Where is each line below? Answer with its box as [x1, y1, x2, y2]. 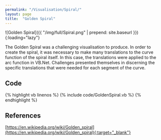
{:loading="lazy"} [5, 35, 40, 40]
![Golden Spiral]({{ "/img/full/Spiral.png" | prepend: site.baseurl [5, 30, 133, 36]
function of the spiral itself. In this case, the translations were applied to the [5, 55, 157, 60]
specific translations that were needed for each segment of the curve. [5, 65, 146, 71]
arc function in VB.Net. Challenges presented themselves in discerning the [5, 60, 155, 66]
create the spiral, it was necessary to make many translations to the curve [5, 49, 154, 55]
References [5, 111, 41, 120]
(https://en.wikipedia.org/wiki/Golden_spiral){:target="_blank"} [5, 130, 131, 135]
